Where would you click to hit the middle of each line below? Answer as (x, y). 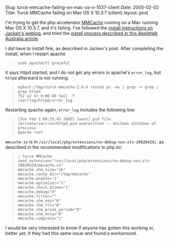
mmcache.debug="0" (37, 192)
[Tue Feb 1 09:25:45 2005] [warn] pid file (64, 119)
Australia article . (22, 38)
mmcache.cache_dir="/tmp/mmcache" (54, 174)
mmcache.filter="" (37, 196)
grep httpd (29, 92)
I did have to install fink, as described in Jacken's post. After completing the (84, 48)
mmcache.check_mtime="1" (44, 187)
